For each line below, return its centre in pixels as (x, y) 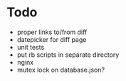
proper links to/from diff (52, 32)
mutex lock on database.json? (61, 70)
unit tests (31, 47)
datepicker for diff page (52, 39)
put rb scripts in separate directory (68, 55)
